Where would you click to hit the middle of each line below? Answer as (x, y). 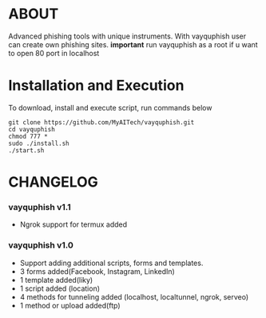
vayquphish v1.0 (41, 245)
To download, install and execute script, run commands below (110, 107)
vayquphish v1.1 (40, 207)
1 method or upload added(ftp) (70, 305)
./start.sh (26, 150)
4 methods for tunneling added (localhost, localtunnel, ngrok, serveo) (134, 296)
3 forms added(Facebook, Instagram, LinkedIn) (97, 271)
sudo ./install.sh (39, 143)
